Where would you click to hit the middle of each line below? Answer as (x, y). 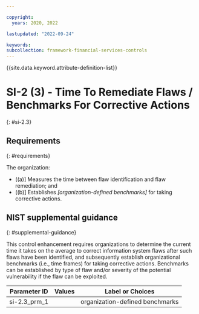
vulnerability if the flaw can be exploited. (57, 276)
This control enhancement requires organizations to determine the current (99, 244)
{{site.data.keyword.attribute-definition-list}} (62, 68)
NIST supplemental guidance (62, 218)
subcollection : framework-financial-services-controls (77, 50)
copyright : (20, 17)
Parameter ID (29, 291)
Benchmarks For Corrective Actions (98, 105)
